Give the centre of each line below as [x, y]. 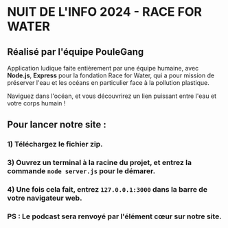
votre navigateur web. [45, 198]
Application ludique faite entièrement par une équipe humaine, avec [103, 68]
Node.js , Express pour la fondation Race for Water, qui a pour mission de [111, 75]
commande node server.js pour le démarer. [81, 171]
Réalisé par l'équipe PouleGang [76, 52]
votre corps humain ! [36, 103]
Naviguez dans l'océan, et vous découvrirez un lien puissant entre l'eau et [112, 96]
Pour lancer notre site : [57, 125]
